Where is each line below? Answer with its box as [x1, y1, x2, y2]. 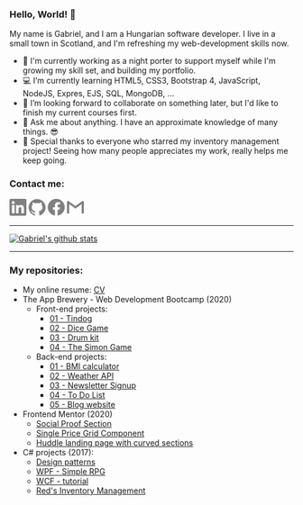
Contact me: [9, 177, 65, 190]
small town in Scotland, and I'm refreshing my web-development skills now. [9, 38, 289, 49]
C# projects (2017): [22, 446, 95, 457]
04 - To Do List [49, 389, 106, 400]
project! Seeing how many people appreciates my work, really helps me [22, 146, 289, 157]
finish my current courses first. [22, 107, 137, 118]
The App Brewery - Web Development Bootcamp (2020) [22, 293, 233, 304]
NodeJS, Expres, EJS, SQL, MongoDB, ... [22, 88, 175, 99]
